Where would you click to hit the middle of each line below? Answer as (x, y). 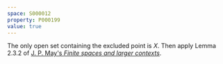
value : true (24, 26)
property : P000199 (34, 20)
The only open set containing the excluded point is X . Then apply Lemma (112, 46)
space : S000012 (29, 13)
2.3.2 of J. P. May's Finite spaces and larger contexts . (84, 53)
